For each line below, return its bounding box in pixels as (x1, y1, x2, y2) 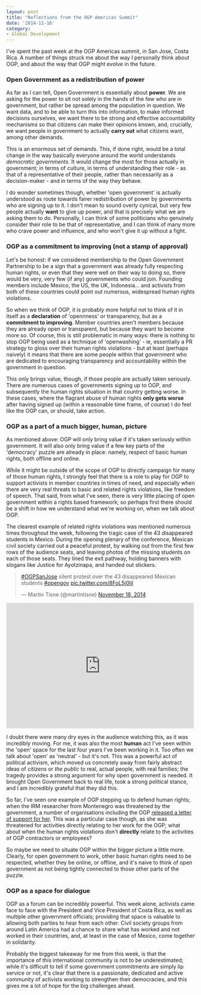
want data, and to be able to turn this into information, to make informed (6, 108, 184, 115)
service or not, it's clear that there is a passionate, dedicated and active (6, 969, 184, 977)
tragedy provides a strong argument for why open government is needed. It (6, 772, 193, 779)
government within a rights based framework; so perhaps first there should (6, 498, 192, 506)
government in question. (6, 363, 67, 370)
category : (6, 25, 31, 32)
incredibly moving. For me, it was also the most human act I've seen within (6, 740, 191, 747)
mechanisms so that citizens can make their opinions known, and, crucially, (6, 121, 193, 128)
